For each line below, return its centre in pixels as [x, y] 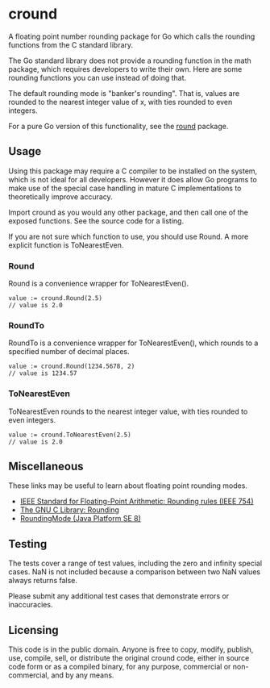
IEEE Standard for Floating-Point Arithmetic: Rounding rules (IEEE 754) [137, 502]
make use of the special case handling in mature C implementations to [125, 188]
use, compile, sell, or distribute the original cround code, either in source [129, 658]
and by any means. [83, 675]
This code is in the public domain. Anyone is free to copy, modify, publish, [131, 649]
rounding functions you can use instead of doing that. [98, 77]
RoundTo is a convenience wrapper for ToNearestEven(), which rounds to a [133, 343]
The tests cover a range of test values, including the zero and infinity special [135, 563]
